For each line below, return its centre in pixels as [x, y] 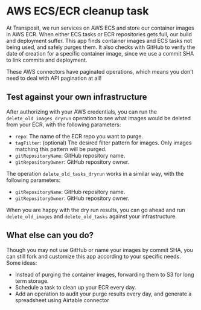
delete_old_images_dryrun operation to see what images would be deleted [99, 118]
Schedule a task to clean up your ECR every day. [75, 287]
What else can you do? [50, 235]
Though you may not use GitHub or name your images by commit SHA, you [100, 250]
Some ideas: [22, 263]
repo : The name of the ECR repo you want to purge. [79, 136]
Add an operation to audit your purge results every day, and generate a [103, 294]
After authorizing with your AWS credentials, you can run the [81, 111]
